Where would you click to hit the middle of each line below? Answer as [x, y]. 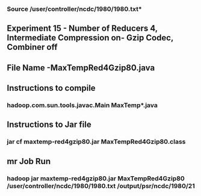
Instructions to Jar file [49, 125]
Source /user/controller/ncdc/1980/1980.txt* [74, 9]
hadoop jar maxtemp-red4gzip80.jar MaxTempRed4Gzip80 [96, 178]
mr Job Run [29, 161]
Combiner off [32, 47]
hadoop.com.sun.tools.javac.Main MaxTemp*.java [82, 105]
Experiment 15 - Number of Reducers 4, [82, 29]
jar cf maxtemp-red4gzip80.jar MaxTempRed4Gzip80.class [96, 142]
